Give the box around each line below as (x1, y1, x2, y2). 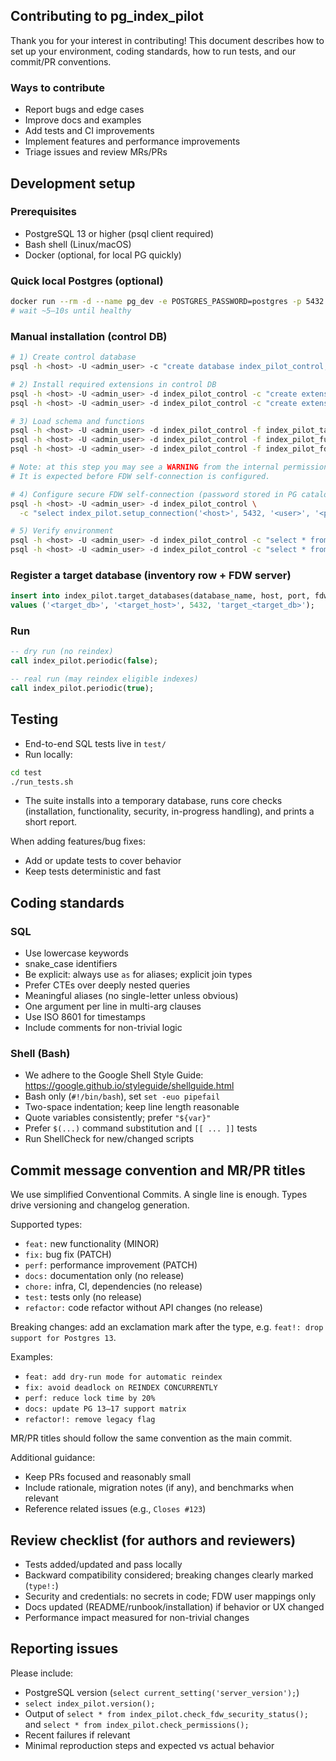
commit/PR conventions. (10, 55, 112, 68)
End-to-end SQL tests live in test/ (24, 737, 167, 749)
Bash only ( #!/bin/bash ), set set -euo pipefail (24, 1090, 221, 1103)
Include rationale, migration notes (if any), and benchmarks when (24, 1482, 295, 1494)
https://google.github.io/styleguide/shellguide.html (24, 1080, 235, 1092)
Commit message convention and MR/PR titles (10, 1162, 306, 1179)
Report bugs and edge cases (24, 104, 145, 116)
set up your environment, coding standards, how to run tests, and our (10, 45, 297, 57)
